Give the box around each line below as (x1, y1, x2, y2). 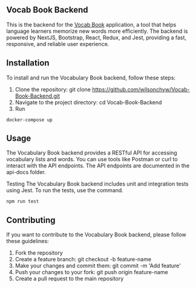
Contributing (6, 215, 56, 225)
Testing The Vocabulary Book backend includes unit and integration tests (6, 180, 189, 187)
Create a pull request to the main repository (15, 275, 124, 283)
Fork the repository (15, 249, 64, 256)
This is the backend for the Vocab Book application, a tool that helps (6, 21, 177, 28)
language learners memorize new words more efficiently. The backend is (6, 27, 188, 35)
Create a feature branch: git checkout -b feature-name (15, 256, 152, 263)
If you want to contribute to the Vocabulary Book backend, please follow (6, 231, 186, 238)
